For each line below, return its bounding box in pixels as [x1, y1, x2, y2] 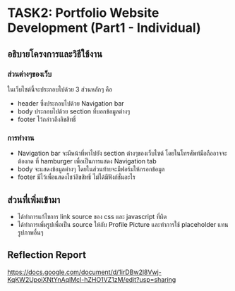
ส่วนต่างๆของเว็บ [7, 69, 52, 79]
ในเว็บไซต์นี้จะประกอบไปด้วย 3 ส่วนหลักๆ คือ [7, 85, 113, 93]
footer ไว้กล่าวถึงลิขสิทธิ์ [17, 115, 76, 123]
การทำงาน [7, 132, 35, 142]
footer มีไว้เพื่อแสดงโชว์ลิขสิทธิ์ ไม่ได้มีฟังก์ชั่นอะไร [17, 173, 135, 181]
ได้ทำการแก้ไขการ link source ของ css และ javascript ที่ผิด [17, 212, 167, 221]
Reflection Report [7, 249, 87, 261]
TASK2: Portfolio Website [7, 5, 159, 21]
